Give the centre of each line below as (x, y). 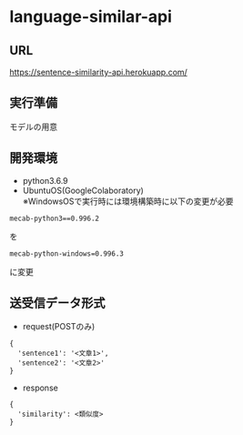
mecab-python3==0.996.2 (55, 218)
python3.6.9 (45, 180)
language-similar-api (91, 17)
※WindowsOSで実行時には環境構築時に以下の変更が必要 (128, 201)
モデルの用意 (33, 126)
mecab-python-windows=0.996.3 (67, 253)
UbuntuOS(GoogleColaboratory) (83, 190)
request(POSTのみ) (59, 327)
